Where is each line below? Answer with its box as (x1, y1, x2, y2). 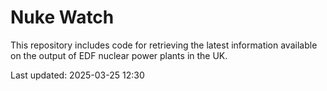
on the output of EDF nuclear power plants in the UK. (10, 49, 228, 61)
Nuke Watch (10, 6, 115, 29)
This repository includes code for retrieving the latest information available (10, 39, 318, 51)
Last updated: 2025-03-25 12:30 (10, 69, 145, 81)
